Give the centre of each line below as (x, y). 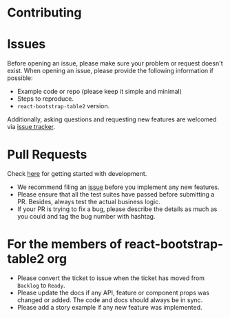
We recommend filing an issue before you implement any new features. (118, 187)
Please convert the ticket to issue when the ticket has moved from (111, 278)
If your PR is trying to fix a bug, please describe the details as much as (117, 209)
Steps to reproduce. (45, 99)
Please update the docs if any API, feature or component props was (113, 292)
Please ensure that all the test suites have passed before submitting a (116, 195)
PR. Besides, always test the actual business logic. (88, 202)
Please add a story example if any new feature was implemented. (109, 307)
